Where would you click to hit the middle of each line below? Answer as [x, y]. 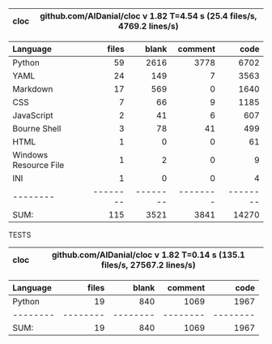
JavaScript [33, 115]
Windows [30, 155]
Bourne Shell [37, 129]
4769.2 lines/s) [149, 26]
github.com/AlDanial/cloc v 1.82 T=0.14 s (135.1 [148, 255]
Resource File [38, 165]
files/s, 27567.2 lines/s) [148, 265]
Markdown [33, 89]
